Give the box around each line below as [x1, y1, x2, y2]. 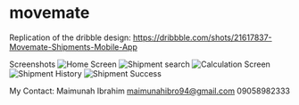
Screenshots [9, 59, 56, 69]
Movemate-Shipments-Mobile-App [9, 41, 138, 52]
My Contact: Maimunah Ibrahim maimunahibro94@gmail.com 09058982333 [9, 85, 290, 96]
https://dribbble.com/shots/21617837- [132, 32, 272, 43]
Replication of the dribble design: [9, 32, 131, 43]
